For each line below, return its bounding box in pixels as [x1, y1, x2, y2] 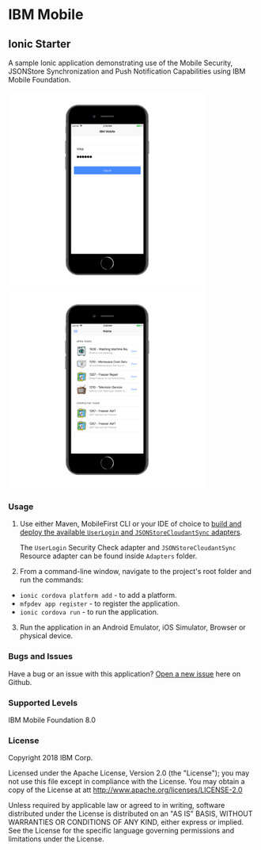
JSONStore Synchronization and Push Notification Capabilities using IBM [8, 67, 246, 76]
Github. [8, 677, 32, 687]
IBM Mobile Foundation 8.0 [8, 715, 96, 725]
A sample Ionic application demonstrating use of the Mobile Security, [8, 58, 233, 67]
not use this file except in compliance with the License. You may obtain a [8, 777, 245, 787]
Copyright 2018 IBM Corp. [8, 753, 93, 763]
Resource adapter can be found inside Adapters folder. [19, 551, 198, 561]
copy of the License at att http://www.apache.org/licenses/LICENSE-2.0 [8, 785, 243, 794]
